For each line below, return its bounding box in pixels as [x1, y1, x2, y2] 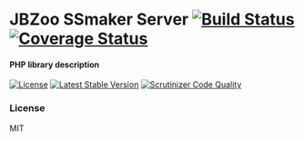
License [9, 102, 46, 115]
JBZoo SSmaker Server [9, 9, 189, 30]
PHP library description [9, 59, 100, 70]
